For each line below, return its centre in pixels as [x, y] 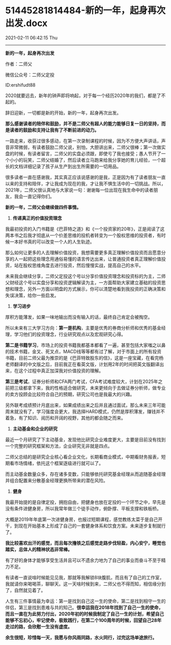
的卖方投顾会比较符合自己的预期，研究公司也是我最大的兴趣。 [70, 394]
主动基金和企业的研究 [35, 428]
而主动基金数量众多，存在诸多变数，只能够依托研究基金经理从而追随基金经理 [85, 474]
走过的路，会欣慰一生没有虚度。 [39, 627]
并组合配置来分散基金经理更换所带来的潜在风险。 [56, 480]
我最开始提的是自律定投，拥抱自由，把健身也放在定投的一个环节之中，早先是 [85, 502]
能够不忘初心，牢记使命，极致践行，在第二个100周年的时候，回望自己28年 [83, 620]
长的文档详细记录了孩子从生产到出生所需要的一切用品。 [63, 166]
